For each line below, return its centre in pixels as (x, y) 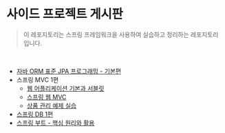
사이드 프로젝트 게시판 (65, 14)
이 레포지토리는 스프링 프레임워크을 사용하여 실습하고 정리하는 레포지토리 (121, 34)
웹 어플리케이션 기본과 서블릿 (65, 88)
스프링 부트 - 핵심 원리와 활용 (55, 123)
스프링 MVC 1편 (37, 79)
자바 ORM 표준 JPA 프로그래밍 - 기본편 (69, 71)
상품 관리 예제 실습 (52, 105)
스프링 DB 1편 (35, 114)
